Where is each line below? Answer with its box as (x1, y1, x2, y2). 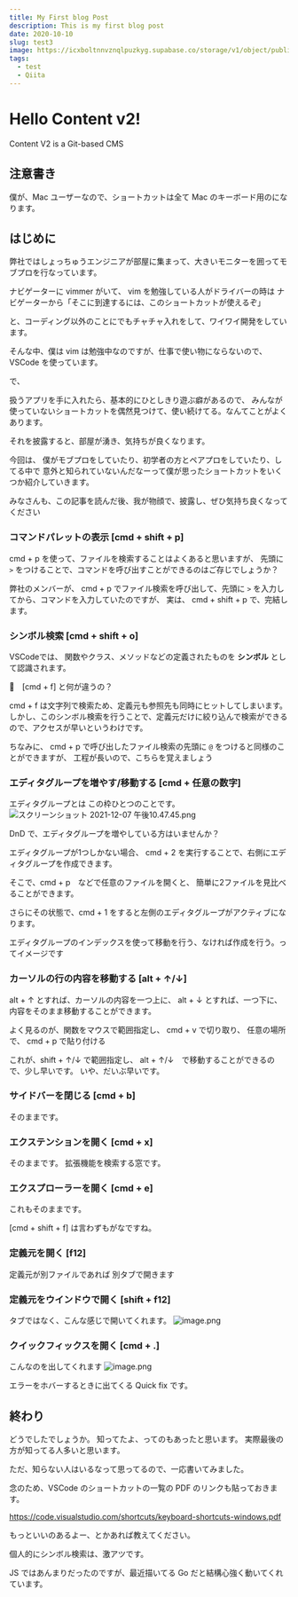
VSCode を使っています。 (9, 357, 103, 368)
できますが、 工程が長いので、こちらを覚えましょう (24, 751, 214, 763)
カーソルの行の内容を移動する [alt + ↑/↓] (9, 972, 188, 985)
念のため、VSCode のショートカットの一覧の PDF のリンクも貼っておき (9, 1483, 271, 1493)
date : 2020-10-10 (9, 29, 74, 38)
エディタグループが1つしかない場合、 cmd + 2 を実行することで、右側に (9, 847, 271, 858)
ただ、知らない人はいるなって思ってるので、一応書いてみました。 (9, 1464, 249, 1475)
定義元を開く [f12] (9, 1247, 87, 1260)
